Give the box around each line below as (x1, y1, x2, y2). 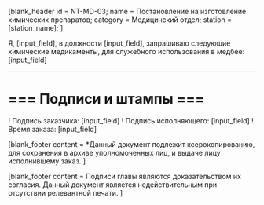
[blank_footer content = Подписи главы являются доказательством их (8, 171, 242, 181)
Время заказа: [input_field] (8, 124, 97, 134)
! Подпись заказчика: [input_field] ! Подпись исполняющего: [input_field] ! (8, 115, 254, 125)
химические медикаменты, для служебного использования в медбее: (8, 47, 245, 56)
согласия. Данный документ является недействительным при (8, 180, 218, 189)
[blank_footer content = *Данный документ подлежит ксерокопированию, (8, 139, 255, 148)
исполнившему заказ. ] (8, 156, 86, 166)
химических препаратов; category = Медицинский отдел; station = (8, 15, 232, 24)
